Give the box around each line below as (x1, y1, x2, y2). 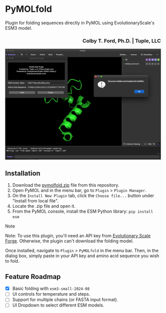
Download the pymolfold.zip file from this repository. (12, 182, 120, 188)
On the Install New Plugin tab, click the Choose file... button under (12, 193, 155, 198)
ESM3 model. (5, 25, 33, 31)
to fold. (5, 258, 20, 264)
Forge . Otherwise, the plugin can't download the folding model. (5, 238, 134, 244)
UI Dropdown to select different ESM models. (12, 302, 105, 308)
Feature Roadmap (5, 273, 61, 281)
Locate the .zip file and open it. (12, 203, 76, 209)
